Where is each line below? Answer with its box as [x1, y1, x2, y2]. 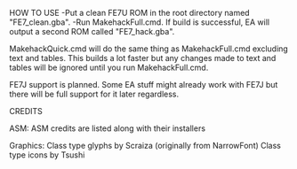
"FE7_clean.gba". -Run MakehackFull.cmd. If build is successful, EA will [9, 17, 269, 27]
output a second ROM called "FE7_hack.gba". [9, 27, 175, 36]
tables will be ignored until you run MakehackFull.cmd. [9, 62, 209, 73]
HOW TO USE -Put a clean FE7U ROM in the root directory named [9, 8, 251, 18]
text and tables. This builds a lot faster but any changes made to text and [9, 53, 277, 63]
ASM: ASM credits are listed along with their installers [9, 123, 206, 134]
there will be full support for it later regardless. [9, 88, 180, 99]
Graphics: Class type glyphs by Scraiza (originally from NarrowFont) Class [9, 141, 282, 150]
